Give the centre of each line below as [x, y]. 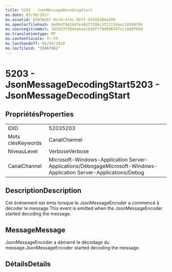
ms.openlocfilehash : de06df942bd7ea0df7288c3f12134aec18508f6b [74, 24]
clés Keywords [25, 143]
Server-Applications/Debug [111, 172]
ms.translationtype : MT [31, 34]
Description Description [44, 191]
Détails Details [28, 264]
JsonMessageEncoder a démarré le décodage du [58, 242]
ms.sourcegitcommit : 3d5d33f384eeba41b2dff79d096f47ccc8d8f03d [74, 29]
